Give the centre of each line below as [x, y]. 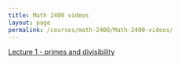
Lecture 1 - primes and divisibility [62, 52]
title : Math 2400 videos [49, 15]
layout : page [29, 23]
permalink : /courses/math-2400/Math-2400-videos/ [91, 30]
